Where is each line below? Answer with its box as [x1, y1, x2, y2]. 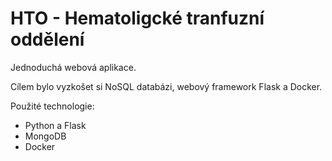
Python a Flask [24, 119, 87, 131]
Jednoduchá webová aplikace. [10, 61, 137, 73]
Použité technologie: [10, 100, 95, 112]
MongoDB [24, 130, 67, 142]
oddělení [10, 28, 85, 51]
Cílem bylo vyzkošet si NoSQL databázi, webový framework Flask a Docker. [10, 80, 323, 92]
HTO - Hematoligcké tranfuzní [10, 7, 265, 30]
